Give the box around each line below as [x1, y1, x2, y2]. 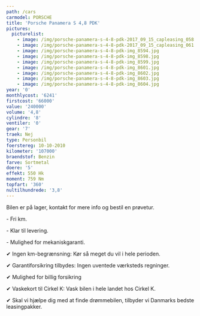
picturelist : [11, 31, 44, 37]
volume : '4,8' [6, 109, 42, 115]
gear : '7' [6, 126, 31, 132]
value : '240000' [6, 103, 47, 110]
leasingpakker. [6, 303, 43, 310]
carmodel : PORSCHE [6, 14, 52, 20]
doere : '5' [6, 165, 34, 171]
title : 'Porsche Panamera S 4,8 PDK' [6, 20, 101, 26]
